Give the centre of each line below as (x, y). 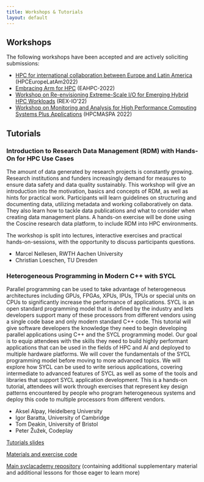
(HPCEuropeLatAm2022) (46, 82)
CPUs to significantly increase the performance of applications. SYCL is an (100, 302)
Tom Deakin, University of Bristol (56, 424)
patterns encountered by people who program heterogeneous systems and (101, 393)
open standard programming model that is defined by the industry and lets (100, 309)
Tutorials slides (25, 442)
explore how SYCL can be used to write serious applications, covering (95, 367)
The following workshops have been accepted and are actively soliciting (97, 57)
